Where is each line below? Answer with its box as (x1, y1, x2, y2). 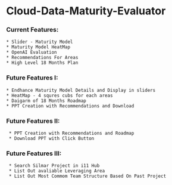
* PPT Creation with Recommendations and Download (6, 103, 135, 109)
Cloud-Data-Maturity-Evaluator (6, 4, 166, 18)
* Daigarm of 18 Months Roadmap (6, 97, 86, 104)
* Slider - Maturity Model (6, 39, 73, 45)
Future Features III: (6, 149, 62, 158)
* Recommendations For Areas (6, 55, 79, 61)
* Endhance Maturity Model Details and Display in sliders (6, 87, 156, 93)
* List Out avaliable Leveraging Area (8, 168, 105, 174)
